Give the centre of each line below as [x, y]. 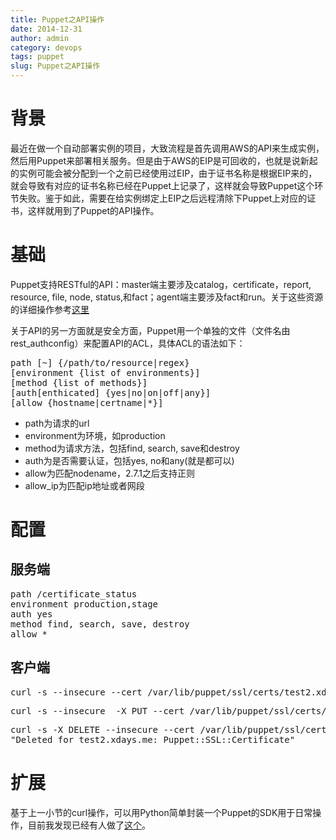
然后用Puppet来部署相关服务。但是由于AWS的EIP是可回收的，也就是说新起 [164, 160]
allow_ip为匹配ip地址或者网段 [84, 485]
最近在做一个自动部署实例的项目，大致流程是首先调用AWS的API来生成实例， [167, 148]
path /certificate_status [74, 594]
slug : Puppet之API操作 [55, 66]
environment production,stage [84, 604]
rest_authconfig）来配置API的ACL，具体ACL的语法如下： [128, 343]
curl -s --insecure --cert [76, 692]
